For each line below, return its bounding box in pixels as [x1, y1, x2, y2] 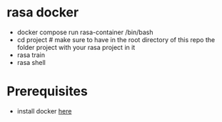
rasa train [16, 51, 46, 59]
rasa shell [16, 58, 46, 66]
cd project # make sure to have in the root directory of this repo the [16, 35, 216, 44]
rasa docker [6, 4, 79, 21]
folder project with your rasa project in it [16, 43, 136, 51]
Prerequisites [6, 83, 89, 100]
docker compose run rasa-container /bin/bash [16, 28, 153, 36]
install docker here [16, 106, 72, 115]
